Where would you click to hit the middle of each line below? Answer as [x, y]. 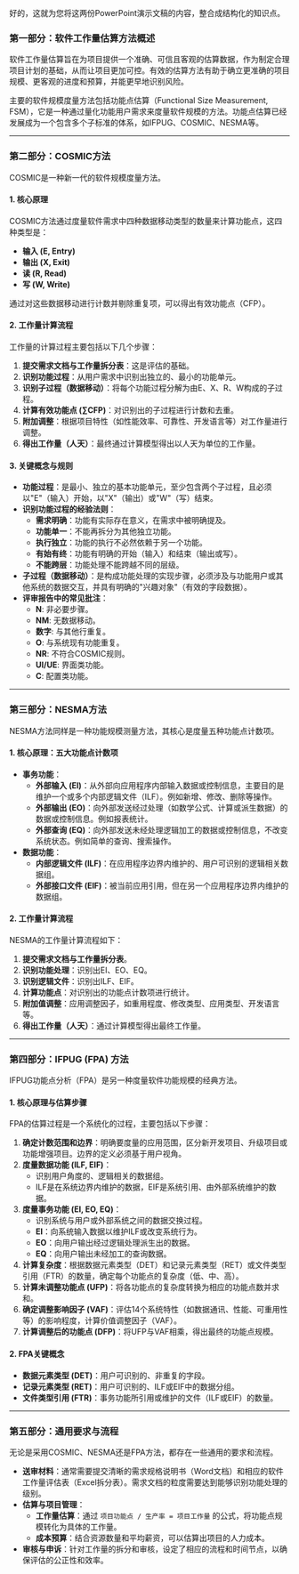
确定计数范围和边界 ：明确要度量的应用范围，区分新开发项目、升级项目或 [154, 1142]
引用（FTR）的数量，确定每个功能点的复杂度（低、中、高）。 [133, 1276]
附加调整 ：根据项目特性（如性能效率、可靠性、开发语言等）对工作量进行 [154, 421]
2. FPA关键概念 [37, 1354]
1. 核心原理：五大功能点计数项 [64, 753]
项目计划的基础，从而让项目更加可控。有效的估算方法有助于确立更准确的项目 [149, 70]
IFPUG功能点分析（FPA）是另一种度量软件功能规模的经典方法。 [125, 1080]
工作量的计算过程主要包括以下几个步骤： [83, 347]
